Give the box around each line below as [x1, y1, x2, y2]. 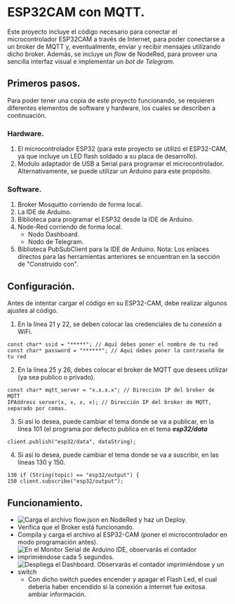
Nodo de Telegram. [27, 238, 84, 246]
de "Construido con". [17, 260, 79, 269]
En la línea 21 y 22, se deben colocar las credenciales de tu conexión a [17, 320, 222, 328]
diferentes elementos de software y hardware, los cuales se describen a [7, 103, 216, 112]
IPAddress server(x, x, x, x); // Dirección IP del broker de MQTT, [7, 399, 212, 406]
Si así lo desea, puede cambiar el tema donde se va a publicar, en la [17, 417, 214, 426]
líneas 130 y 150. [17, 458, 65, 467]
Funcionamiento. [7, 497, 83, 509]
